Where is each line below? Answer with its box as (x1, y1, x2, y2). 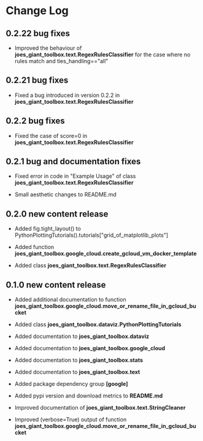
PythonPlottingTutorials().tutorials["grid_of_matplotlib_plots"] (14, 231, 169, 239)
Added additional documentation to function (14, 296, 126, 304)
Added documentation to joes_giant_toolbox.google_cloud (14, 345, 166, 352)
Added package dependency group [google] (14, 380, 128, 388)
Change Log (6, 4, 69, 18)
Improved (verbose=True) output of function (14, 416, 127, 423)
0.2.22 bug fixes (6, 28, 71, 39)
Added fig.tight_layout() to (14, 225, 81, 232)
